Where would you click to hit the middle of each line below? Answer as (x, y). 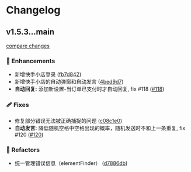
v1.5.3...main (30, 32)
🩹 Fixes (18, 105)
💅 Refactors (23, 150)
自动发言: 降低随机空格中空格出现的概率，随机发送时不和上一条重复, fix (100, 128)
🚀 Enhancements (31, 61)
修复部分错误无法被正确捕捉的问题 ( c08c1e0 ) (68, 121)
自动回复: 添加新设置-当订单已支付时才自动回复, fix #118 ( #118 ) (89, 89)
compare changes (28, 46)
